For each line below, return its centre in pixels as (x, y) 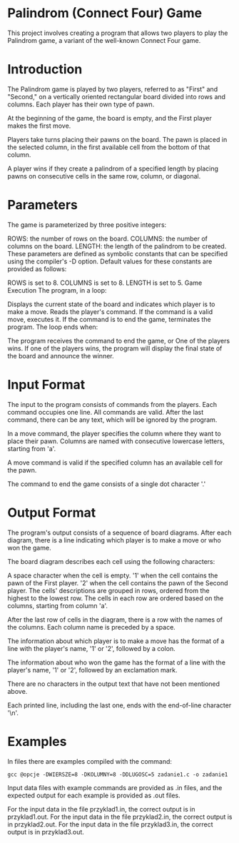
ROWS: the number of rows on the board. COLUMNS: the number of (108, 238)
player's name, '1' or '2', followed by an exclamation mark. (92, 670)
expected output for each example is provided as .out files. (94, 795)
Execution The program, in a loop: (57, 290)
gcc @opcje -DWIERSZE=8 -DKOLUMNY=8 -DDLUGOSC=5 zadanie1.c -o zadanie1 (118, 774)
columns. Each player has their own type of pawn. (81, 104)
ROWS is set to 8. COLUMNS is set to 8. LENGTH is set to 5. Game (105, 283)
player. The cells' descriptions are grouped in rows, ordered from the (108, 590)
